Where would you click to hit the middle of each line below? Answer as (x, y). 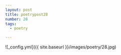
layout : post (19, 10)
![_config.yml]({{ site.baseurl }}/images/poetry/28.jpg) (61, 47)
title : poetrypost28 (27, 14)
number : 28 (16, 19)
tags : (11, 24)
